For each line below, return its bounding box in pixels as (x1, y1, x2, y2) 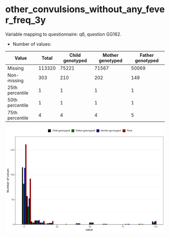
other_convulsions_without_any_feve (5, 4, 165, 15)
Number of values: (12, 41, 52, 47)
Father (140, 52, 154, 58)
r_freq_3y (5, 14, 46, 26)
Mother (103, 52, 119, 58)
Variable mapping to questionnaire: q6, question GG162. (5, 31, 122, 37)
